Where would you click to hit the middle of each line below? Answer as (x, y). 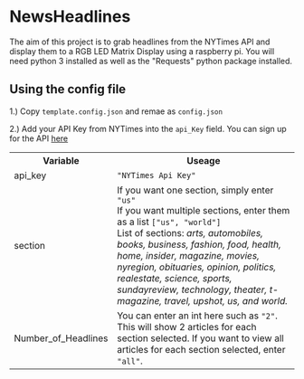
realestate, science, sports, (175, 278)
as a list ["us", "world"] (169, 222)
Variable (61, 160)
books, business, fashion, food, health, (199, 244)
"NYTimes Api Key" (157, 175)
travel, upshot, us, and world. (226, 300)
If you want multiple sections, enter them (204, 210)
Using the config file (68, 89)
